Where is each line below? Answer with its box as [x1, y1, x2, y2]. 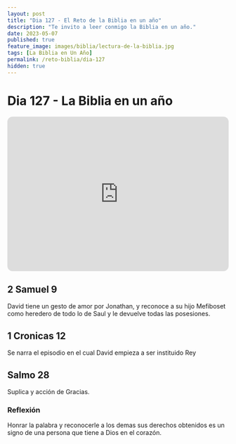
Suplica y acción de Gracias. [7, 388, 90, 396]
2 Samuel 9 [7, 283, 58, 295]
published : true [7, 37, 55, 44]
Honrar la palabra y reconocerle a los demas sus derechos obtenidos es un [7, 421, 225, 429]
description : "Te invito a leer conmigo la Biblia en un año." [7, 23, 197, 30]
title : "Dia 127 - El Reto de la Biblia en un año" [7, 17, 162, 24]
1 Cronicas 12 [7, 329, 67, 341]
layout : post [7, 10, 46, 18]
